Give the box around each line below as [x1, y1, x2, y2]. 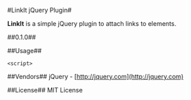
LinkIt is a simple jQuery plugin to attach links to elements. [7, 20, 177, 27]
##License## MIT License [7, 86, 83, 94]
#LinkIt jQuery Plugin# [7, 6, 72, 14]
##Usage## [7, 47, 42, 55]
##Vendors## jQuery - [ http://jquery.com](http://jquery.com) [7, 73, 184, 80]
